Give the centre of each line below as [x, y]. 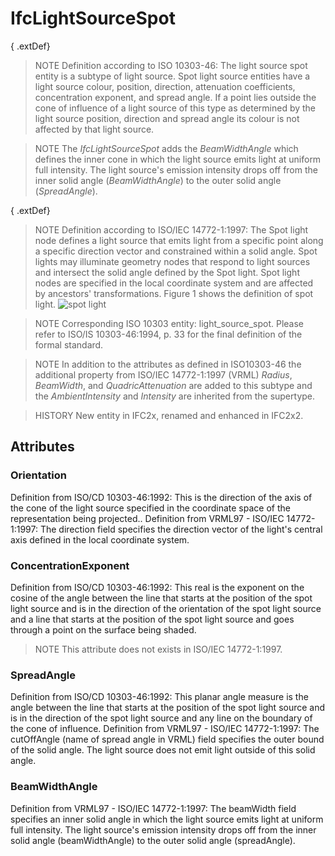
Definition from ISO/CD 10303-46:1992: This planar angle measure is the [159, 697]
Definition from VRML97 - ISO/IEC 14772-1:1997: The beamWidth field [153, 808]
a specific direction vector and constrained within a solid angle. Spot [176, 251]
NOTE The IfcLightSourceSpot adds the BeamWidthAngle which [166, 148]
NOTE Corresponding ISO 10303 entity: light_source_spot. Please [169, 323]
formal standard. [69, 344]
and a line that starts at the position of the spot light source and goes [152, 619]
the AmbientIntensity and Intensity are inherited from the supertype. [175, 396]
